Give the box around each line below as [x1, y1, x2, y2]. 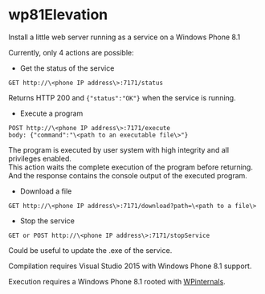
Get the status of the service [19, 63, 115, 73]
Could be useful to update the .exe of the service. [8, 245, 173, 255]
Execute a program [19, 108, 84, 118]
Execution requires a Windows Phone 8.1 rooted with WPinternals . [8, 276, 226, 286]
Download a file [19, 186, 72, 196]
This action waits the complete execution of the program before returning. [8, 162, 253, 172]
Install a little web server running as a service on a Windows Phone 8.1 [8, 32, 241, 42]
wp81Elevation [8, 6, 108, 24]
